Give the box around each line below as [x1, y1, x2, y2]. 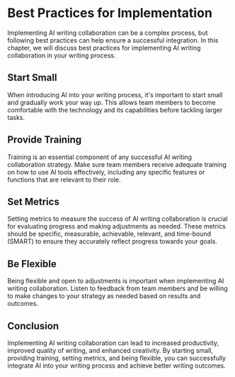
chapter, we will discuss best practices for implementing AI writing [7, 43, 201, 52]
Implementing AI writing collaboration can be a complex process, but [7, 28, 208, 37]
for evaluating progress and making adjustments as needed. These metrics [7, 222, 227, 231]
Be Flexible [7, 258, 57, 270]
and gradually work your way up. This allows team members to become [7, 98, 216, 106]
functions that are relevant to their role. [7, 175, 122, 184]
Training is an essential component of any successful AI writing [7, 153, 193, 161]
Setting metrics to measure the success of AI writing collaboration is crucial [7, 214, 228, 223]
